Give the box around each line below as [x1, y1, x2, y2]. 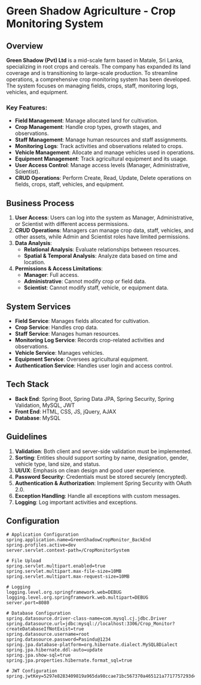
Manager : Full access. [23, 271, 80, 279]
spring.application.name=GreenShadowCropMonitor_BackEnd [6, 537, 151, 543]
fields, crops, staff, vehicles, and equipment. [14, 181, 124, 188]
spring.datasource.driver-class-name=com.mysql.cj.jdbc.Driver [6, 615, 167, 621]
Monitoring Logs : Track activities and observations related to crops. [14, 143, 184, 150]
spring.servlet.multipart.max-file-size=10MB [6, 568, 121, 575]
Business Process [6, 198, 75, 208]
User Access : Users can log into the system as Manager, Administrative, [14, 214, 194, 221]
